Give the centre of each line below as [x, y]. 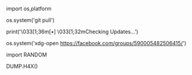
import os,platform [29, 9]
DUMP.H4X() [22, 66]
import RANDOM [27, 55]
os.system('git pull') [30, 20]
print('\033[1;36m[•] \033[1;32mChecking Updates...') [72, 32]
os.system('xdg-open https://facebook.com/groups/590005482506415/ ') [96, 43]
